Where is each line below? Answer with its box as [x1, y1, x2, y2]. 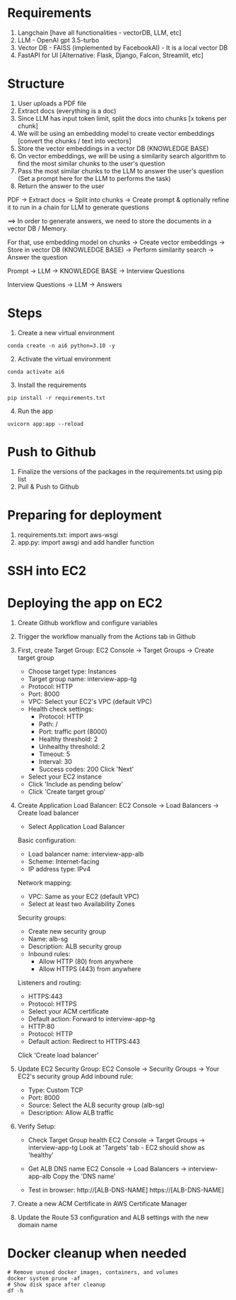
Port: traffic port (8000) [38, 727, 107, 736]
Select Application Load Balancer [28, 822, 125, 830]
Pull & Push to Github [17, 482, 79, 491]
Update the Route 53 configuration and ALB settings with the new [17, 1213, 209, 1221]
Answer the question [7, 253, 68, 261]
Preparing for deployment [7, 507, 163, 523]
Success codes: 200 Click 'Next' [38, 765, 134, 773]
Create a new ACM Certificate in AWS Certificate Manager [17, 1199, 187, 1207]
